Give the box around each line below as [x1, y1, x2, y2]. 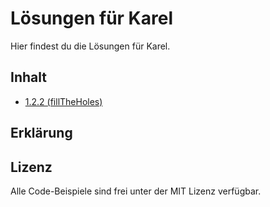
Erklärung [10, 125, 73, 142]
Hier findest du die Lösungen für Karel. [10, 40, 171, 52]
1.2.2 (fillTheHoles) [24, 95, 103, 107]
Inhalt [10, 69, 47, 86]
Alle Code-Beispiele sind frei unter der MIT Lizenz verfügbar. [10, 185, 262, 197]
